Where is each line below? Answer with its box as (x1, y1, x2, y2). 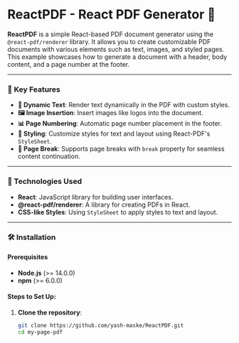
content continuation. (17, 152, 80, 160)
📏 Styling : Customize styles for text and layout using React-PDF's (17, 129, 211, 138)
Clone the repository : (17, 308, 83, 317)
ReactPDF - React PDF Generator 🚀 (7, 6, 216, 23)
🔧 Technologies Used (7, 177, 83, 187)
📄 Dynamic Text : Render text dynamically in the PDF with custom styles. (17, 101, 230, 109)
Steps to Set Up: (7, 293, 57, 301)
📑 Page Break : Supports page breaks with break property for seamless (17, 145, 225, 153)
